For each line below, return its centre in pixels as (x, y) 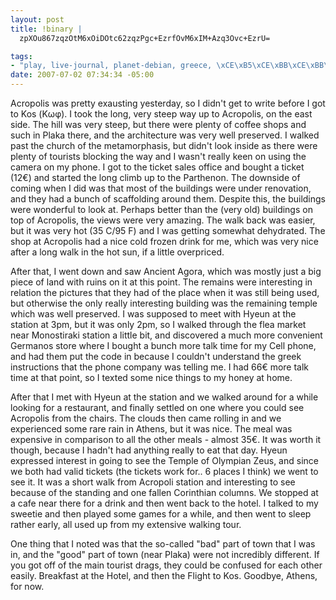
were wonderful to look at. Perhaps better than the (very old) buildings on (161, 209)
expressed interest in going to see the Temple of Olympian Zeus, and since (164, 460)
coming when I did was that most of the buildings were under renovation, (161, 188)
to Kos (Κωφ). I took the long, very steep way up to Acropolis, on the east (161, 114)
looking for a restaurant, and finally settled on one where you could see (157, 407)
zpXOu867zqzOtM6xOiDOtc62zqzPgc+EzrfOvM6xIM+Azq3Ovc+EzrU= (145, 38)
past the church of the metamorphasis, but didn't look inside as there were (164, 145)
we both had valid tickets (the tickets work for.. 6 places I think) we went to (164, 471)
